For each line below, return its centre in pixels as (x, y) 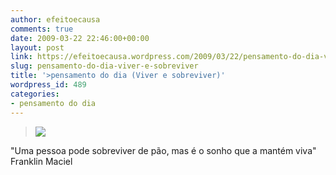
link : (21, 57)
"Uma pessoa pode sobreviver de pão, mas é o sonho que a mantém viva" (163, 150)
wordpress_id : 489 (48, 85)
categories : (35, 94)
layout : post (37, 47)
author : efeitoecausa (55, 19)
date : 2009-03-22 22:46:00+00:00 (80, 38)
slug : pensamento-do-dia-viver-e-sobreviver (104, 66)
